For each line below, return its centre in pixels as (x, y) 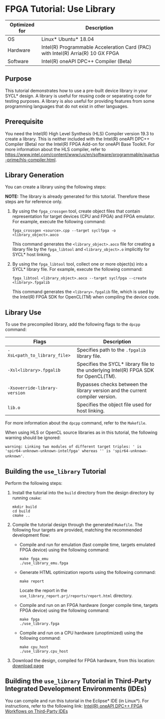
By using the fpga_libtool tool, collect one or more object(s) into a (80, 264)
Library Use (23, 313)
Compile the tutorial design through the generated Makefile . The (77, 524)
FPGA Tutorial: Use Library (60, 9)
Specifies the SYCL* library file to (116, 364)
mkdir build (24, 507)
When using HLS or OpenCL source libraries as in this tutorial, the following (81, 433)
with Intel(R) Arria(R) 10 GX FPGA (80, 53)
